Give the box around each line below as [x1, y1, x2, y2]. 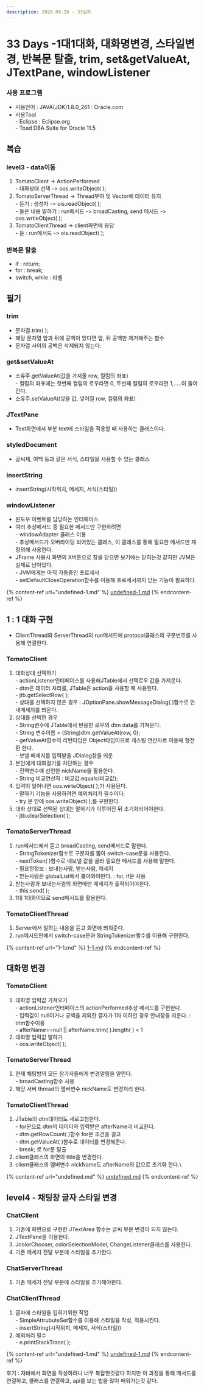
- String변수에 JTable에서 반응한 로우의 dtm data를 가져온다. [15, 721, 161, 729]
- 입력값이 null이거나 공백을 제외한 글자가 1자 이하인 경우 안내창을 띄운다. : [15, 1011, 191, 1019]
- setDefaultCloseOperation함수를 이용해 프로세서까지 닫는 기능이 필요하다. [15, 577, 197, 584]
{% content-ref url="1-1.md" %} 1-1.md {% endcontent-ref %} [6, 944, 161, 951]
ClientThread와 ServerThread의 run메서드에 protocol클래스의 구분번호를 [15, 631, 191, 639]
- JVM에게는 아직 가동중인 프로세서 [15, 569, 99, 576]
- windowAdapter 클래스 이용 [15, 531, 86, 538]
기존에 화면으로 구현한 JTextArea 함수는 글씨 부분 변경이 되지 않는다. [15, 1225, 179, 1233]
